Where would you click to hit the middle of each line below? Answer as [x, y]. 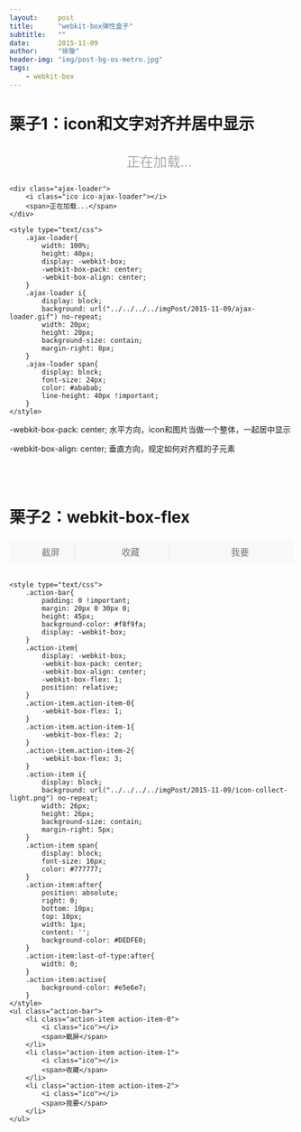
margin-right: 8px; [78, 348]
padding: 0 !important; [86, 601]
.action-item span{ [62, 846]
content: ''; [66, 933]
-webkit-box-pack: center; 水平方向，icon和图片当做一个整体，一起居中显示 [150, 429]
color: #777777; [72, 869]
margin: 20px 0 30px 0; [86, 609]
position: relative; [80, 688]
